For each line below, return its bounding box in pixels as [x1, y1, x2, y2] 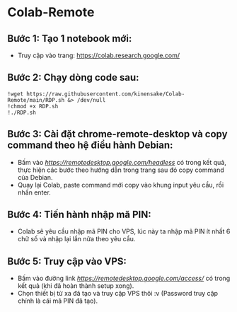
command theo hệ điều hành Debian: [7, 139, 173, 151]
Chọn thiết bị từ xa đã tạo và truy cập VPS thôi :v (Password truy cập [17, 289, 218, 298]
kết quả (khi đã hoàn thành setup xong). [17, 282, 134, 290]
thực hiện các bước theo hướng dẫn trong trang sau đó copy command [17, 166, 224, 174]
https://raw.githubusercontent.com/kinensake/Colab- [25, 90, 185, 98]
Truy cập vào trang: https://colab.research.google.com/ [17, 51, 180, 59]
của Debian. [17, 173, 53, 181]
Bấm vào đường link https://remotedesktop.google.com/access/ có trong [17, 274, 231, 283]
